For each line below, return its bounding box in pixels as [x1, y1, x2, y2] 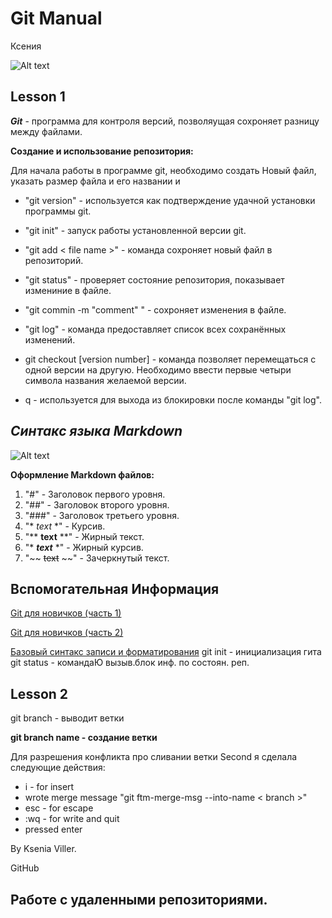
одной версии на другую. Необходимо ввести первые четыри [24, 363, 292, 376]
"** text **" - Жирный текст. [24, 530, 145, 542]
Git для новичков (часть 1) [10, 607, 122, 619]
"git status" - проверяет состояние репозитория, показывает [24, 273, 285, 286]
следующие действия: [10, 762, 106, 774]
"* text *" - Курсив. [24, 520, 106, 532]
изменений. [24, 333, 76, 346]
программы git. [24, 205, 92, 217]
